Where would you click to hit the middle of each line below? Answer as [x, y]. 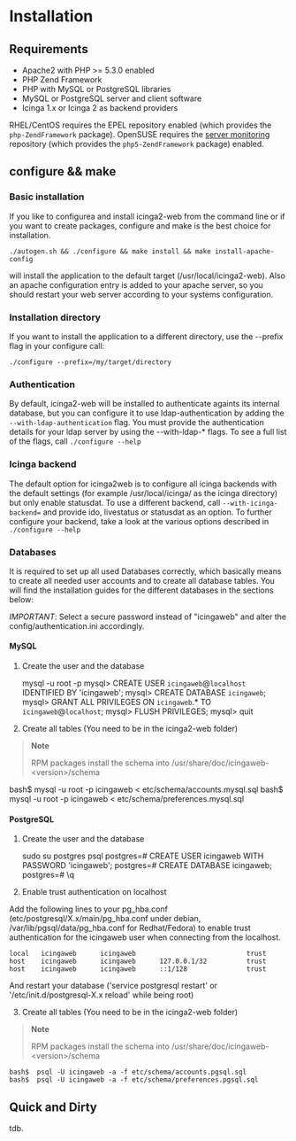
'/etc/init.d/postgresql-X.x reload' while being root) [102, 995]
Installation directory [55, 317]
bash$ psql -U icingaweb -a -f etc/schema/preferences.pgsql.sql [134, 1080]
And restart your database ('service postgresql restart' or [114, 986]
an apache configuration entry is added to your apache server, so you [136, 284]
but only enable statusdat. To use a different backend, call [115, 502]
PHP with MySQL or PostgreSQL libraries [96, 89]
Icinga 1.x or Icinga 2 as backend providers [100, 108]
